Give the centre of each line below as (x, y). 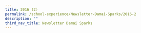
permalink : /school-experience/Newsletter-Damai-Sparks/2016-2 (71, 14)
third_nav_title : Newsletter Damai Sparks (49, 23)
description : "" (21, 18)
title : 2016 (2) (21, 9)
